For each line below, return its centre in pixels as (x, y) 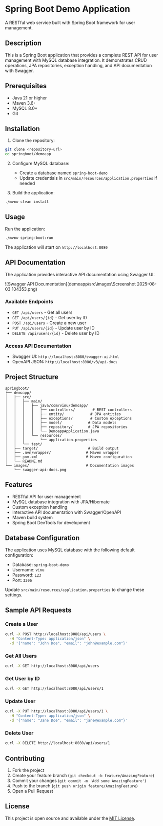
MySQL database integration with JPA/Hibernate (61, 502)
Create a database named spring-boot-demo (63, 173)
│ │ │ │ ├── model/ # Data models (61, 423)
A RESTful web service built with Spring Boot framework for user (70, 23)
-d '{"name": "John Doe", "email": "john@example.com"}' (69, 643)
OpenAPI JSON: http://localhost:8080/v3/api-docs (65, 362)
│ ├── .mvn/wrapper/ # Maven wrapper (62, 452)
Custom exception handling (40, 507)
